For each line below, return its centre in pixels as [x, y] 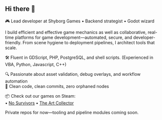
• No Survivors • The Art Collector [39, 103]
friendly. [13, 42]
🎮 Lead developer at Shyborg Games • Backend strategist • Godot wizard [80, 21]
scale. [11, 48]
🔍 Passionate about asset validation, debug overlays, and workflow [73, 74]
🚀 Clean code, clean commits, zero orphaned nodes [57, 86]
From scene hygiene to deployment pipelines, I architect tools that [89, 42]
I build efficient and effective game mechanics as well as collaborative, [76, 32]
